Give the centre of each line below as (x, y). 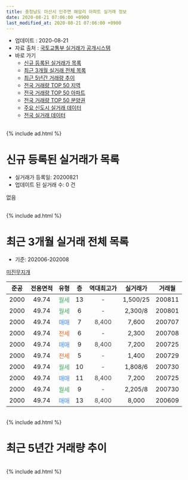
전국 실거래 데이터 (44, 115)
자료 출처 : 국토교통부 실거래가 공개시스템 (63, 48)
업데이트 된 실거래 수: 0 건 (45, 185)
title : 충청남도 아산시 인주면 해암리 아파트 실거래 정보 (67, 12)
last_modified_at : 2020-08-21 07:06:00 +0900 (64, 23)
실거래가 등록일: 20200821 (47, 178)
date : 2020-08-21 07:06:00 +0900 (48, 17)
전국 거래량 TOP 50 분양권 (54, 100)
